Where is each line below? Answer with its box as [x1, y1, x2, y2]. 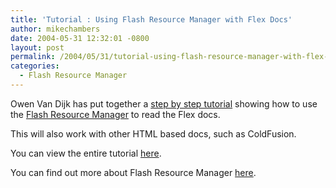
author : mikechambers [10, 24, 101, 34]
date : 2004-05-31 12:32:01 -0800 [10, 33, 150, 43]
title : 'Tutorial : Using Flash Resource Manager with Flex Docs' [10, 14, 293, 25]
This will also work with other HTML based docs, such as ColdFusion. [10, 127, 297, 140]
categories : [10, 61, 60, 71]
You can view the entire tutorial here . [10, 147, 162, 159]
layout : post [10, 42, 65, 53]
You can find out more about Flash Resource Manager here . [10, 166, 257, 178]
